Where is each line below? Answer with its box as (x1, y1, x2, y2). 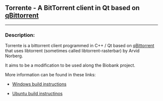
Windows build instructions (12, 81, 67, 87)
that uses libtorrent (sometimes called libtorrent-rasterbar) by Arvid (5, 48, 140, 54)
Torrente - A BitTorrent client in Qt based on (5, 4, 140, 12)
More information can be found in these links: (5, 72, 96, 78)
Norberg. (5, 53, 23, 59)
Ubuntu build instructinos (12, 91, 63, 97)
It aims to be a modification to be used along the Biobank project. (5, 63, 136, 68)
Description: (5, 32, 35, 38)
